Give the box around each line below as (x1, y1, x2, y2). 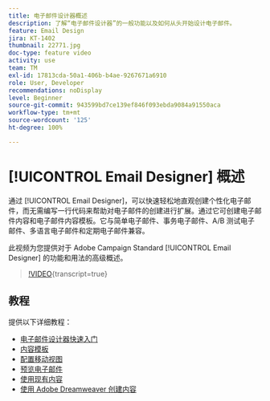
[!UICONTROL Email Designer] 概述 (8, 168, 245, 185)
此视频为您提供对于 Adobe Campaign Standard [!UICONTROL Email (8, 242, 231, 253)
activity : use (8, 57, 56, 65)
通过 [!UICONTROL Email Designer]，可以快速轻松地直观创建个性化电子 (8, 196, 245, 205)
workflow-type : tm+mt (8, 109, 81, 117)
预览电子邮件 (19, 364, 63, 374)
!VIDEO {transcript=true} (27, 269, 108, 278)
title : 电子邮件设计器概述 (8, 11, 88, 20)
